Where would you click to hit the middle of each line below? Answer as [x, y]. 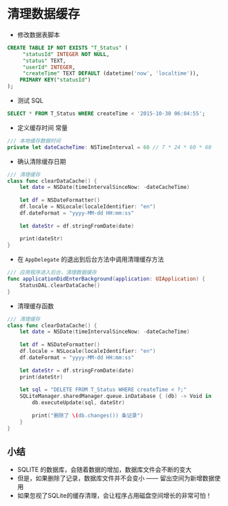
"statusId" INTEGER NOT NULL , [66, 54]
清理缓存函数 [35, 306]
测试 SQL [30, 100]
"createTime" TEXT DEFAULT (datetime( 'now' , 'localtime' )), [111, 73]
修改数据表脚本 [38, 35]
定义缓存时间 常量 [42, 127]
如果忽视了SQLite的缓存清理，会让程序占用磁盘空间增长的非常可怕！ [114, 496]
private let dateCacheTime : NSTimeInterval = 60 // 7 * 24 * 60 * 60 [110, 147]
